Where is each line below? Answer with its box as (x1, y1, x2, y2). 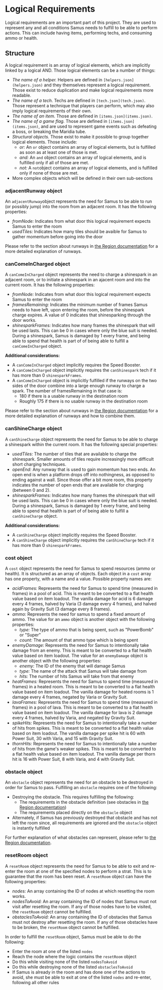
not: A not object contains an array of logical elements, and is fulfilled (19, 165, 158, 171)
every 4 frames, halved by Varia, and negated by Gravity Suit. (12, 715, 136, 720)
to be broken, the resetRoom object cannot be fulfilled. (12, 924, 120, 930)
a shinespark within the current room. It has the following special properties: (5, 441, 158, 447)
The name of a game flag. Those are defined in (12, 118, 108, 124)
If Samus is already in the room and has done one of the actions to (12, 969, 145, 975)
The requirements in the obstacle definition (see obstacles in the (19, 799, 149, 805)
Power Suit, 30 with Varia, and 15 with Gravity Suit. (12, 735, 113, 741)
